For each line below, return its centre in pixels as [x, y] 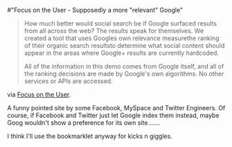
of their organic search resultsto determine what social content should [124, 45]
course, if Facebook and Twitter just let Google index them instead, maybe [113, 115]
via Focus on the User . [39, 94]
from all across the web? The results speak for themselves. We [114, 31]
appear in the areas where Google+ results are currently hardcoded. [122, 53]
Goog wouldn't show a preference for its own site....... [84, 123]
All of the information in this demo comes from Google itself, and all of [124, 66]
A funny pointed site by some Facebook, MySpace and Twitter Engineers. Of [116, 108]
